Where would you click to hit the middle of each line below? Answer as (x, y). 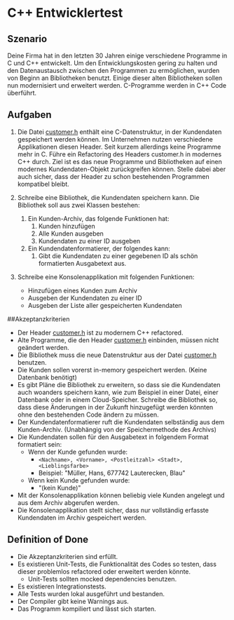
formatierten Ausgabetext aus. (82, 263)
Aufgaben (29, 115)
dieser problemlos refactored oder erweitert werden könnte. (104, 571)
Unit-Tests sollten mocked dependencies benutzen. (102, 579)
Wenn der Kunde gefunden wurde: (78, 452)
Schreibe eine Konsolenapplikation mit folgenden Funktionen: (106, 277)
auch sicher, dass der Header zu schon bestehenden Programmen (113, 176)
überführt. (22, 93)
